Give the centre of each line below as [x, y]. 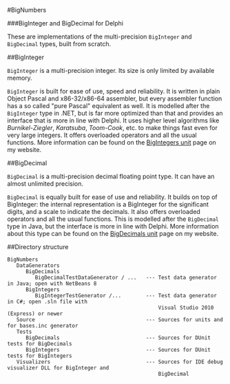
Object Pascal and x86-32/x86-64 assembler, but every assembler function [115, 98]
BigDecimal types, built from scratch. [59, 44]
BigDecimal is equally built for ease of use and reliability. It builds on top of [113, 197]
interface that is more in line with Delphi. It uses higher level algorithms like [113, 120]
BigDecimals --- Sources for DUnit [118, 338]
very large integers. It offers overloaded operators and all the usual [102, 135]
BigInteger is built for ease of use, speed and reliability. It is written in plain [114, 91]
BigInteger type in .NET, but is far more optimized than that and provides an [115, 113]
